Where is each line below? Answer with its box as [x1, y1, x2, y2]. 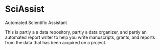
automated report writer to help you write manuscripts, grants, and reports [5, 34, 155, 40]
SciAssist [5, 3, 45, 15]
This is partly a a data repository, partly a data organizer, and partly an [5, 29, 147, 35]
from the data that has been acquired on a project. [5, 39, 107, 45]
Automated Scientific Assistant [5, 20, 67, 25]
